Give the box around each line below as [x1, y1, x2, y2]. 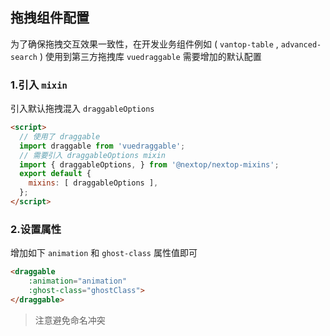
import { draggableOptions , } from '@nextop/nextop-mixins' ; [19, 159, 280, 170]
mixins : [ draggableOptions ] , [28, 178, 159, 188]
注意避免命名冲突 [34, 314, 106, 326]
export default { [19, 169, 92, 179]
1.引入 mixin [10, 78, 68, 92]
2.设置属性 [10, 222, 62, 236]
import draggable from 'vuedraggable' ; [19, 141, 186, 151]
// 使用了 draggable [19, 131, 101, 142]
